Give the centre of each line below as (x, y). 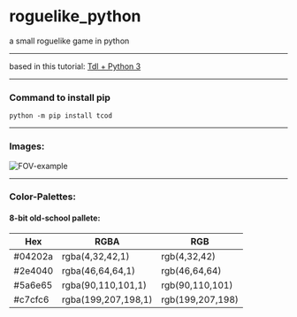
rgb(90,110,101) (197, 285)
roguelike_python (75, 16)
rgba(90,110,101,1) (104, 285)
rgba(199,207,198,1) (107, 299)
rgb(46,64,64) (191, 270)
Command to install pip (60, 97)
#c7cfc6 (31, 299)
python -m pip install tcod (61, 116)
